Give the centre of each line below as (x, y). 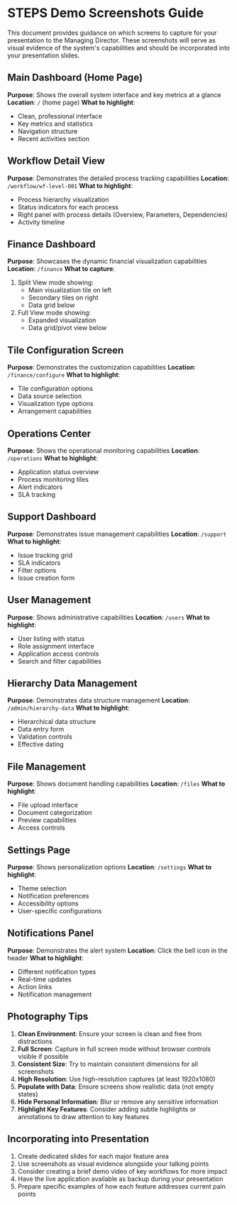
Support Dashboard (52, 517)
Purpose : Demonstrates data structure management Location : (99, 700)
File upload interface (48, 805)
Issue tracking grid (45, 555)
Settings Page (39, 850)
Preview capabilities (47, 820)
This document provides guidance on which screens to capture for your (112, 33)
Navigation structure (48, 131)
